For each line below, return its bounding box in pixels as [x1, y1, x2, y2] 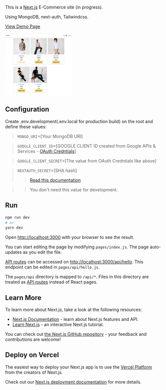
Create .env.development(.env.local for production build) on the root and [5, 118, 153, 124]
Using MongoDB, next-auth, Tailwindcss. [5, 14, 89, 19]
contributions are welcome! [5, 336, 61, 342]
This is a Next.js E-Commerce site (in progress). [5, 4, 103, 10]
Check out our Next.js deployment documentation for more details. [5, 379, 142, 385]
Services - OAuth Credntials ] [17, 148, 76, 154]
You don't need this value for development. [29, 186, 118, 193]
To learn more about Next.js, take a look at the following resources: [5, 307, 142, 312]
